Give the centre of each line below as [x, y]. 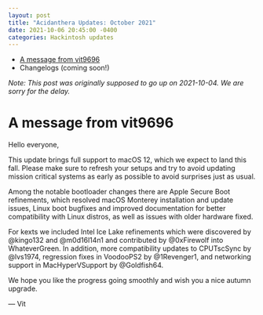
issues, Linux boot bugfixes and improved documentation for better [117, 208]
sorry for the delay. [39, 92]
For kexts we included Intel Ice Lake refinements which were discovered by [130, 232]
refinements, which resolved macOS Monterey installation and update [121, 200]
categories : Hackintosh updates [61, 37]
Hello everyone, [34, 145]
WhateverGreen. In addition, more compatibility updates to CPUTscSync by [130, 248]
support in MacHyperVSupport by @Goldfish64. [86, 265]
